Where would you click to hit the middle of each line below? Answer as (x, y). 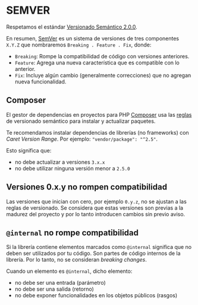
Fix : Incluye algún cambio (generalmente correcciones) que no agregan (103, 75)
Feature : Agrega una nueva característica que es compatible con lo (97, 63)
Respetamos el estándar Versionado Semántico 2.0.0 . (72, 27)
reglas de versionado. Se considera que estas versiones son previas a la (95, 208)
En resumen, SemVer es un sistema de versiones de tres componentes (93, 38)
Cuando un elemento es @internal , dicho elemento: (69, 271)
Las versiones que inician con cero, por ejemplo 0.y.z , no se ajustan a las (97, 201)
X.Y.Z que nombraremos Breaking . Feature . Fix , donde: (79, 45)
